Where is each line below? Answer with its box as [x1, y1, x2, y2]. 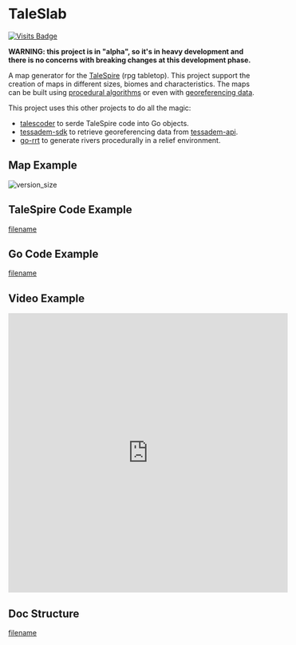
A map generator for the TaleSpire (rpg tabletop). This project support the [8, 70, 251, 80]
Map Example [8, 159, 77, 172]
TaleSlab [8, 5, 67, 23]
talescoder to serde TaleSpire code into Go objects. [19, 118, 189, 128]
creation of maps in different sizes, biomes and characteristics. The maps [8, 79, 250, 89]
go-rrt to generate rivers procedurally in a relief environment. [19, 135, 221, 144]
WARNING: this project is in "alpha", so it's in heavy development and [8, 46, 244, 56]
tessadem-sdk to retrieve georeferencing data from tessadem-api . [19, 127, 239, 137]
